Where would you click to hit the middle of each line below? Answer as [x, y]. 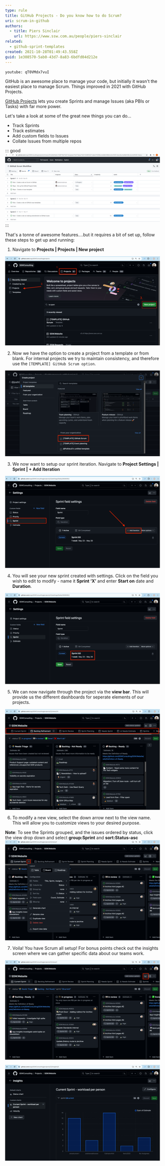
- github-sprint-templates [37, 47]
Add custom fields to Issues [40, 136]
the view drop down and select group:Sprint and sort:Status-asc [72, 837]
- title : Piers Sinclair [35, 31]
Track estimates [28, 131]
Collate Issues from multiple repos [47, 141]
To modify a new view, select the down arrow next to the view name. [82, 817]
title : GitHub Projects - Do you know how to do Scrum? [63, 15]
